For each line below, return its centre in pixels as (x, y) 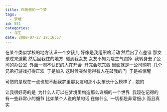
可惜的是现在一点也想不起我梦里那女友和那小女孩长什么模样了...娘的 (75, 81)
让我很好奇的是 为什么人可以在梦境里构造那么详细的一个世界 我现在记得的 (82, 92)
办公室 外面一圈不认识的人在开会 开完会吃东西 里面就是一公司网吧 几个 (88, 65)
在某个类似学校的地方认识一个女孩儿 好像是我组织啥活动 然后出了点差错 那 (81, 52)
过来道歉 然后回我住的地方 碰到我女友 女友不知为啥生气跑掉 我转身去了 (83, 58)
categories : (17, 28)
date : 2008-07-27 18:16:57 (33, 38)
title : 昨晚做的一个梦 (26, 10)
